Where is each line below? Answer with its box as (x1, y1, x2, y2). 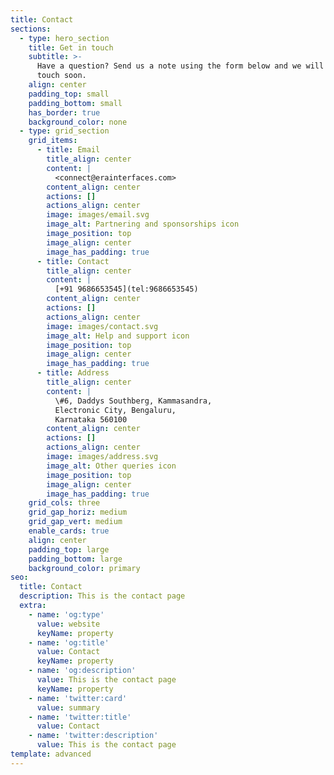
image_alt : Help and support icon (46, 331, 190, 341)
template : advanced (10, 749, 92, 759)
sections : (10, 24, 52, 34)
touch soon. (36, 71, 87, 81)
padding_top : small (28, 89, 110, 99)
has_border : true (28, 107, 101, 118)
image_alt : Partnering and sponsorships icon (46, 219, 240, 230)
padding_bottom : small (28, 98, 123, 108)
